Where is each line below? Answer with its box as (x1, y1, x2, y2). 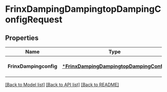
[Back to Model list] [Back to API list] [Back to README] (5, 82, 119, 88)
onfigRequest (5, 14, 63, 25)
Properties (5, 34, 39, 42)
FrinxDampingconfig (7, 63, 58, 70)
